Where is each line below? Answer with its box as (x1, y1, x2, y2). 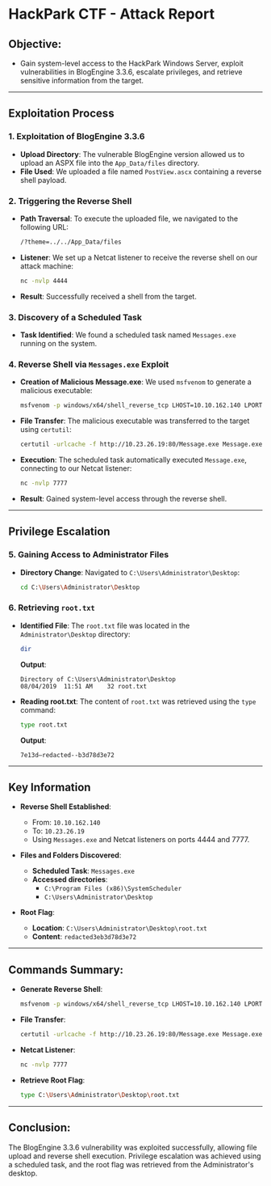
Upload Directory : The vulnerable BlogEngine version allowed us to (19, 149, 245, 159)
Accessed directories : (31, 875, 108, 884)
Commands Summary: (8, 963, 123, 976)
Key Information (8, 780, 91, 794)
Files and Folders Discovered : (19, 850, 122, 860)
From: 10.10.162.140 (31, 818, 101, 828)
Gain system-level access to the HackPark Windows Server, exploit (19, 58, 244, 68)
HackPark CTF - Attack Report (8, 5, 215, 23)
